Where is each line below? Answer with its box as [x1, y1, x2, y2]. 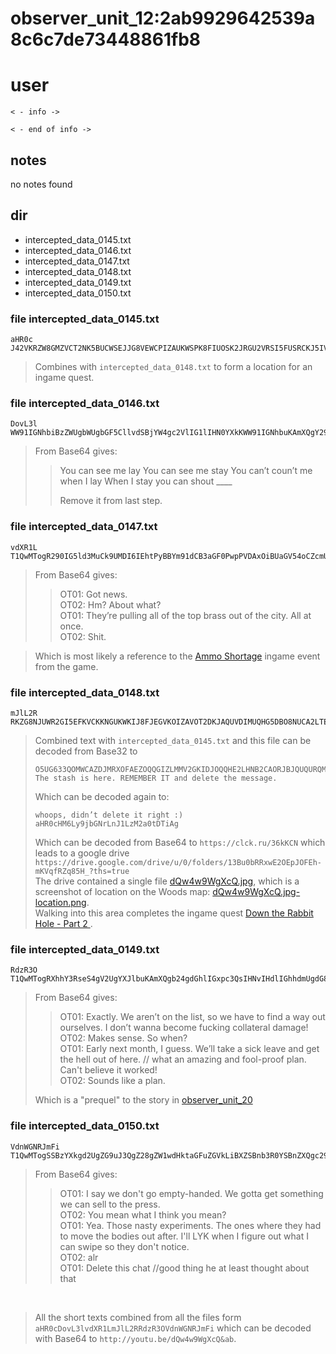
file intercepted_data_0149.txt [10, 942, 160, 956]
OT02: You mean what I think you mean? [59, 1208, 227, 1221]
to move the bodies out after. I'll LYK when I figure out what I [59, 1230, 309, 1242]
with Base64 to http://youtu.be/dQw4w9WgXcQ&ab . [34, 1332, 237, 1344]
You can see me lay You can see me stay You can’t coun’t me [59, 465, 313, 477]
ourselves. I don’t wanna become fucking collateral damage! [59, 1022, 309, 1034]
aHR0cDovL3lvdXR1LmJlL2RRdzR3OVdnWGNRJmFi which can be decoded [34, 1322, 312, 1334]
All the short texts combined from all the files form [34, 1311, 242, 1323]
